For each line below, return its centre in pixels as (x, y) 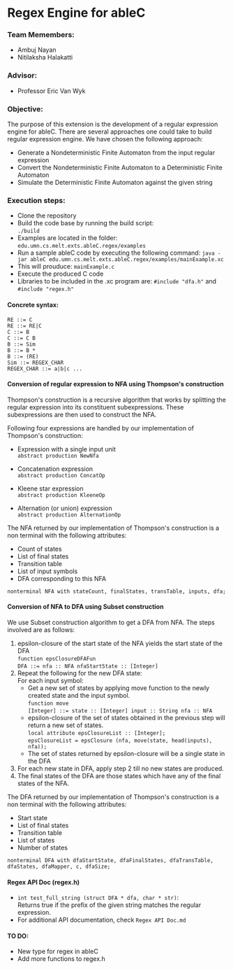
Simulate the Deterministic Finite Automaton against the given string (115, 183)
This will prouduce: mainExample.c (66, 267)
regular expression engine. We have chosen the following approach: (105, 139)
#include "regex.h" (46, 289)
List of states (36, 840)
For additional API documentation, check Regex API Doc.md (102, 920)
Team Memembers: (41, 35)
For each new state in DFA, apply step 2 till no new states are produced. (121, 768)
